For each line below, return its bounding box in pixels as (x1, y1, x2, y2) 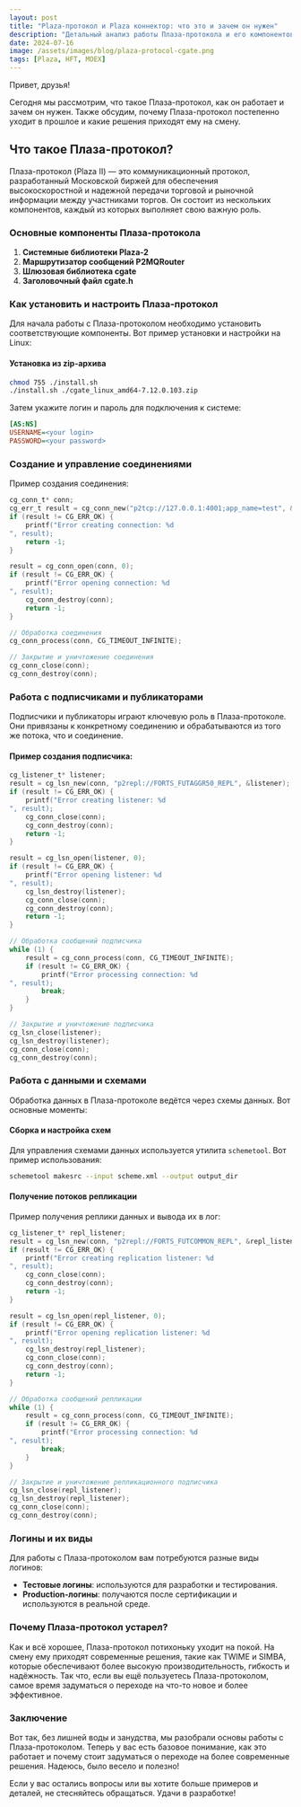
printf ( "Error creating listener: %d (25, 796, 167, 805)
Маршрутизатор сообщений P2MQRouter (21, 257, 185, 268)
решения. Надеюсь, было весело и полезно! (9, 1760, 180, 1771)
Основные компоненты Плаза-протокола (9, 226, 202, 239)
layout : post (9, 13, 58, 22)
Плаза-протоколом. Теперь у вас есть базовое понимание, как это (9, 1741, 267, 1752)
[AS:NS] (9, 419, 39, 429)
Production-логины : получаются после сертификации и (21, 1589, 237, 1600)
